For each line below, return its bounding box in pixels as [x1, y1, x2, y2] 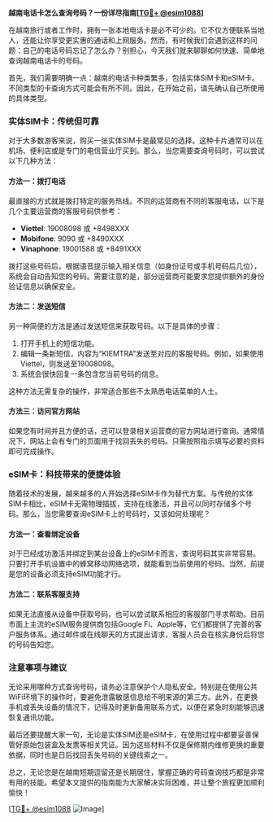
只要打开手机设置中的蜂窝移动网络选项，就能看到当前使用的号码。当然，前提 [8, 559, 265, 569]
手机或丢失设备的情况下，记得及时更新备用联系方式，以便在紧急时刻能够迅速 [8, 702, 265, 711]
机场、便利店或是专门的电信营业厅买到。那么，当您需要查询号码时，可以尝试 [8, 146, 265, 155]
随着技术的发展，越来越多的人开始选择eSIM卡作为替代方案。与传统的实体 [8, 488, 253, 499]
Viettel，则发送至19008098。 [19, 358, 119, 369]
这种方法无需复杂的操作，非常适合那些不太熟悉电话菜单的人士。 [8, 386, 222, 396]
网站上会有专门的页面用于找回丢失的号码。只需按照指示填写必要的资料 [29, 435, 265, 446]
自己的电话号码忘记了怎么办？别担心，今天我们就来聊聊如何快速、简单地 [22, 46, 265, 55]
